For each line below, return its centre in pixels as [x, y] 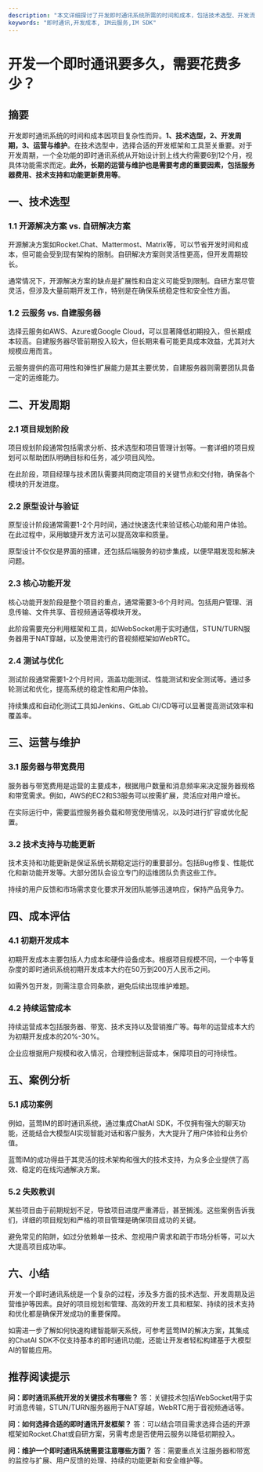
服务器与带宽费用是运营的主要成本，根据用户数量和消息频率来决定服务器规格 [131, 785]
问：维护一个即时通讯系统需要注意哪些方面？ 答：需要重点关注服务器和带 [126, 1450]
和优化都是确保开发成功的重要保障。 [67, 1313]
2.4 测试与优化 [36, 660]
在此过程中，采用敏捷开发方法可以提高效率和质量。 [90, 535]
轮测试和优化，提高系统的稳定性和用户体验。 [80, 689]
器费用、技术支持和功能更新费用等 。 [67, 174]
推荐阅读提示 [39, 1377]
